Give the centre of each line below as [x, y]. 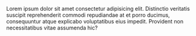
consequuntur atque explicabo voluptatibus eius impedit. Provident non [95, 21]
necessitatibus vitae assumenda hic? [52, 28]
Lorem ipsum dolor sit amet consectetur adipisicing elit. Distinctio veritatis [98, 9]
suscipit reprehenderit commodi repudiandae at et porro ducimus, [88, 15]
